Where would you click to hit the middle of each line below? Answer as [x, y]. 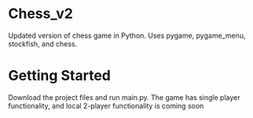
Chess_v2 [40, 14]
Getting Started [60, 76]
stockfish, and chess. [43, 43]
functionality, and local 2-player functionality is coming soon [106, 105]
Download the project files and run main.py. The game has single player [124, 97]
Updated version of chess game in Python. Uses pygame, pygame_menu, [127, 35]
